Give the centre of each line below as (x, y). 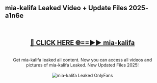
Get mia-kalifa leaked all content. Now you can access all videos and (82, 60)
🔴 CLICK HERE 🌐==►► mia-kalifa (82, 43)
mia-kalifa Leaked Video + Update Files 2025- (77, 8)
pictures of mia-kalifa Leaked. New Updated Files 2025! (82, 65)
